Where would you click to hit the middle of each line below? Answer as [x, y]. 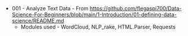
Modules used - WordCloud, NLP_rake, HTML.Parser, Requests [98, 27]
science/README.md [38, 21]
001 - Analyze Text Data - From [50, 8]
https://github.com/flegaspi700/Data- [136, 8]
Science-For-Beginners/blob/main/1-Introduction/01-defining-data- [94, 15]
